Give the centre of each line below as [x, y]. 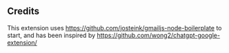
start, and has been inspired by [51, 35]
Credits [23, 11]
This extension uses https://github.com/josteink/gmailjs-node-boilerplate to [114, 28]
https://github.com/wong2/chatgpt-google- [158, 35]
